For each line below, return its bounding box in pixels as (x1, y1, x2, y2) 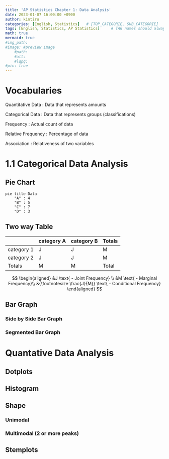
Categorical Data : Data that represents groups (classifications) (5, 111, 136, 118)
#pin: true (5, 63, 28, 68)
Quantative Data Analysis (5, 348, 114, 359)
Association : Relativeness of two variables (5, 141, 94, 147)
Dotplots (5, 367, 33, 376)
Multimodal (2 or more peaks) (5, 430, 79, 437)
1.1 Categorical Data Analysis (5, 158, 128, 170)
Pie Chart (5, 178, 35, 186)
